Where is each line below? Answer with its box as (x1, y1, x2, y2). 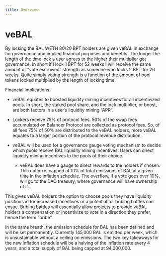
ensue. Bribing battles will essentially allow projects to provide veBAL (5, 204, 147, 210)
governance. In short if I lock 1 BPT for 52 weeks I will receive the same (5, 61, 151, 67)
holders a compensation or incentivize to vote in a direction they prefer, (5, 209, 152, 215)
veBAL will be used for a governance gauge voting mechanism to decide (12, 142, 162, 148)
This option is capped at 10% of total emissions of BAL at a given (19, 167, 153, 173)
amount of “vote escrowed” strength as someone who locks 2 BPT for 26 (5, 66, 155, 72)
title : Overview (5, 7, 39, 12)
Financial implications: (5, 87, 51, 93)
